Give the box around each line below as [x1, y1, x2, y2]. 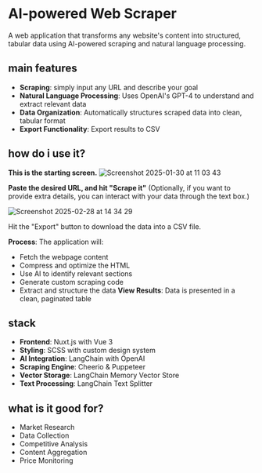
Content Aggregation [19, 448, 88, 457]
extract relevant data [19, 99, 87, 108]
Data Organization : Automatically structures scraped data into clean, [19, 107, 242, 117]
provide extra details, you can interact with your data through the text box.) [8, 191, 250, 201]
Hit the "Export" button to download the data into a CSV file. [8, 221, 202, 231]
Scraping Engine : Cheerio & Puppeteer [19, 362, 146, 372]
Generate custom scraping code [19, 277, 124, 286]
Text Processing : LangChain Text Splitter [19, 379, 153, 388]
